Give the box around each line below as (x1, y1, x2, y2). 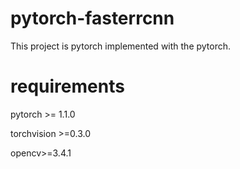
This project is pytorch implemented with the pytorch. (10, 40, 232, 52)
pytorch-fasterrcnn (10, 7, 175, 30)
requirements (10, 75, 125, 98)
